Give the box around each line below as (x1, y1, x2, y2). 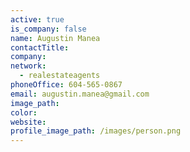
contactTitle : (10, 42, 70, 53)
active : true (10, 14, 65, 25)
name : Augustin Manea (10, 33, 101, 43)
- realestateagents (19, 71, 101, 81)
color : (10, 107, 38, 118)
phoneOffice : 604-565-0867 (10, 80, 123, 90)
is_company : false (10, 24, 87, 34)
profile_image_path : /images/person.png (10, 126, 182, 136)
